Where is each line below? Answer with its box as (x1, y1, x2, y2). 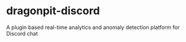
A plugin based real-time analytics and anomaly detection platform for (6, 24, 180, 31)
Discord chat (6, 30, 38, 37)
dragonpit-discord (6, 4, 101, 18)
